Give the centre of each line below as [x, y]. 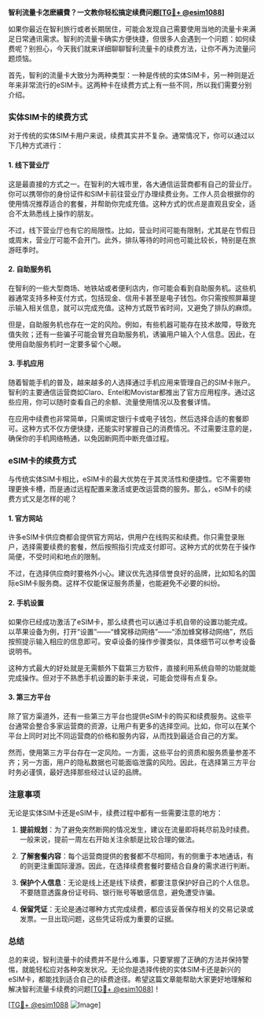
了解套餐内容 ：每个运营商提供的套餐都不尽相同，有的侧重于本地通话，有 [136, 856]
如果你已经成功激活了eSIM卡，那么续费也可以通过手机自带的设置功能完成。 [130, 622]
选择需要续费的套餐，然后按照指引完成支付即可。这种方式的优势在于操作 [139, 547]
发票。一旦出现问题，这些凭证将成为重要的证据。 [99, 919]
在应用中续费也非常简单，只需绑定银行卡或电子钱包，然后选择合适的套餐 [125, 419]
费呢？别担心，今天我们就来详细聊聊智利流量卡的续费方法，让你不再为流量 [128, 49]
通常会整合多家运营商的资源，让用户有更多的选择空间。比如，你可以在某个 [135, 726]
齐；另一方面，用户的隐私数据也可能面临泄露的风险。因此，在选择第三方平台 [132, 762]
